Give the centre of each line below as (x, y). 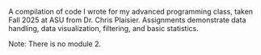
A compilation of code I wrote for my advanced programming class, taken (130, 12)
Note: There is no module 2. (55, 44)
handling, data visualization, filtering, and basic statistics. (104, 28)
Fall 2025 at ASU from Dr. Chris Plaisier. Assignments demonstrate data (127, 20)
